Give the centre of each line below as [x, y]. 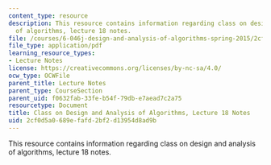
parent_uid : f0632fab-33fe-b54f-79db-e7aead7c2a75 [95, 98]
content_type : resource [48, 16]
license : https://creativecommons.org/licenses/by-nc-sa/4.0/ [115, 68]
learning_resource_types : [52, 53]
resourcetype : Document [48, 105]
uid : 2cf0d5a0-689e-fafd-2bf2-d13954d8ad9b [83, 121]
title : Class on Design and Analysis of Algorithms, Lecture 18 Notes [129, 113]
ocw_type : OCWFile [39, 76]
